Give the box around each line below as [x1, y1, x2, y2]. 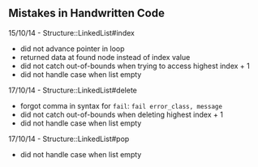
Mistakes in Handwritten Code [8, 6, 165, 20]
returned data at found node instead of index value [19, 52, 191, 62]
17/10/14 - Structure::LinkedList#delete [8, 85, 138, 95]
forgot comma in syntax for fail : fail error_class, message [19, 101, 223, 110]
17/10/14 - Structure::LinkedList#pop [8, 134, 130, 143]
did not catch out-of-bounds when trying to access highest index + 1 [19, 61, 250, 71]
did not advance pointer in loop [19, 44, 125, 54]
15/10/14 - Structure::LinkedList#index [8, 28, 135, 37]
